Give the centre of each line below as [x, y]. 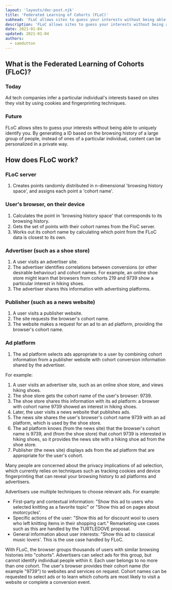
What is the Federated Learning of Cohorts [75, 64]
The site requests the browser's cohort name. [61, 319]
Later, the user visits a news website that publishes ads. [71, 412]
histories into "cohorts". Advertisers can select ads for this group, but [79, 555]
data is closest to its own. [39, 237]
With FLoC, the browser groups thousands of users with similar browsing [82, 549]
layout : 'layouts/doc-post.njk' [40, 10]
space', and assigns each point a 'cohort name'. [63, 191]
